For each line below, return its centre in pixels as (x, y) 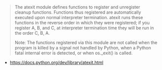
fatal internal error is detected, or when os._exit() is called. (73, 53)
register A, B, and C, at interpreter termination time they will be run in (84, 28)
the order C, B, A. (32, 33)
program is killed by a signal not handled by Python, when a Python (83, 48)
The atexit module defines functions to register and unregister (77, 7)
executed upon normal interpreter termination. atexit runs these (79, 17)
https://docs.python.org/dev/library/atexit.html (56, 62)
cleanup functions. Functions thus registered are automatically (78, 12)
